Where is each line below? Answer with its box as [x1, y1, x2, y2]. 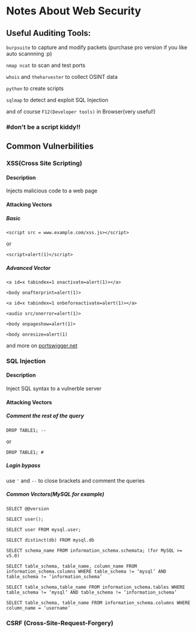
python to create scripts [6, 85, 64, 92]
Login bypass [6, 462, 41, 469]
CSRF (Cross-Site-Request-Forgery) [6, 619, 114, 627]
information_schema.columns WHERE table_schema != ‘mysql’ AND [6, 569, 167, 574]
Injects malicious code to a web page [6, 187, 98, 195]
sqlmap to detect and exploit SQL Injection [6, 97, 108, 103]
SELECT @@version [6, 506, 49, 512]
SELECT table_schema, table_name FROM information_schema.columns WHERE [6, 600, 191, 606]
